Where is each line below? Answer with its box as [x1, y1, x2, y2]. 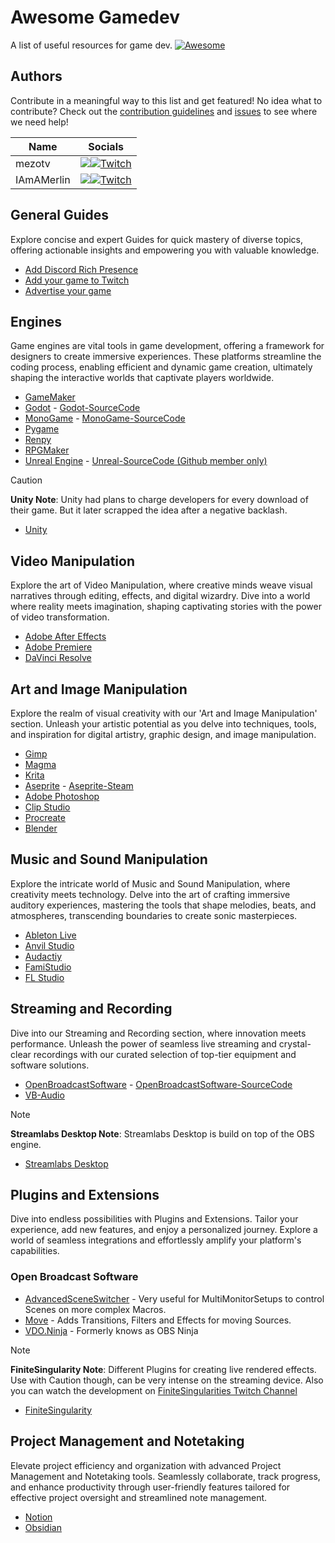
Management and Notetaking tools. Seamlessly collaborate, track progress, [10, 1470, 321, 1482]
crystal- [278, 1037, 312, 1050]
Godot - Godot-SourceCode [24, 402, 141, 414]
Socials [88, 139, 124, 153]
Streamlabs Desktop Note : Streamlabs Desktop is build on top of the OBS [10, 1127, 315, 1140]
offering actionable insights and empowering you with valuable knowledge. [10, 244, 320, 256]
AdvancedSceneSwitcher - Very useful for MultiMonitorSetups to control [24, 1292, 325, 1305]
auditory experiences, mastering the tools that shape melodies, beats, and [10, 899, 317, 911]
